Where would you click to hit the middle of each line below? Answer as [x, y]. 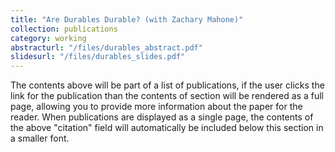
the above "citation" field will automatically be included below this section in [167, 128]
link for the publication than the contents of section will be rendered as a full [167, 96]
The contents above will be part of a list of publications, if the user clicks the [167, 85]
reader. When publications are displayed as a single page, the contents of [162, 117]
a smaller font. [40, 138]
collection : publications [64, 29]
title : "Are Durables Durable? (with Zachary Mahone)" [127, 19]
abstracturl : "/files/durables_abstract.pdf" [106, 47]
